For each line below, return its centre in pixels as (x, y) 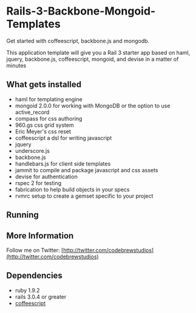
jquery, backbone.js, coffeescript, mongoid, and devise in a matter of (93, 59)
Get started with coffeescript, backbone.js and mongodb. (78, 41)
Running (23, 215)
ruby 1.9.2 (27, 290)
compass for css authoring (49, 118)
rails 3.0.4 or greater (41, 297)
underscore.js (32, 150)
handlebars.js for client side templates (63, 163)
